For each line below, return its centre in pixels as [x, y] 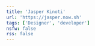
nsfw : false [21, 28]
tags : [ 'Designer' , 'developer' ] [48, 23]
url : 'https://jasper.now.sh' [44, 17]
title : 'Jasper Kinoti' [36, 12]
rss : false [20, 34]
